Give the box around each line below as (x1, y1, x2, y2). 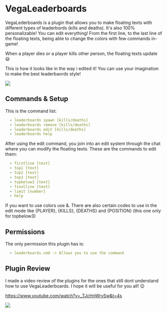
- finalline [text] (9, 184, 50, 189)
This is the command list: (5, 108, 57, 114)
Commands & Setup (5, 94, 68, 103)
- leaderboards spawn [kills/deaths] (9, 117, 88, 122)
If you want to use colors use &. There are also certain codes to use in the (5, 202, 157, 208)
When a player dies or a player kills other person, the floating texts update (5, 50, 157, 56)
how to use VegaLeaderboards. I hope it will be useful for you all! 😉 (5, 283, 145, 289)
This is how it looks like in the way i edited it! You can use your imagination (5, 65, 159, 71)
